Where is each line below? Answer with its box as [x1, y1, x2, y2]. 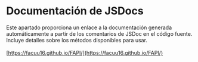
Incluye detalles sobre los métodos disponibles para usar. [6, 36, 148, 44]
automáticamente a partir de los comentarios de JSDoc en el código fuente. [6, 30, 193, 37]
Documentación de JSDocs [6, 4, 144, 18]
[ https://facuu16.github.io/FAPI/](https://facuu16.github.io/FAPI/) [6, 49, 163, 56]
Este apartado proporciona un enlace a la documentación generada [6, 24, 172, 31]
